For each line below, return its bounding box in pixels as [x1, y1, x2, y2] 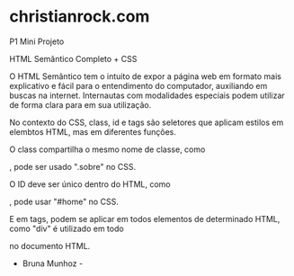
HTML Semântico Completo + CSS [9, 53, 138, 64]
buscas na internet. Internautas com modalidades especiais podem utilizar [9, 90, 285, 101]
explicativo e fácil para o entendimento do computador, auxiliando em [9, 80, 268, 91]
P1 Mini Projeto [9, 36, 65, 47]
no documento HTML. [9, 240, 91, 251]
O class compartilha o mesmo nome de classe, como [9, 144, 206, 155]
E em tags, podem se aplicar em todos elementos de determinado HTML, [9, 213, 281, 224]
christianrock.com [9, 6, 150, 27]
